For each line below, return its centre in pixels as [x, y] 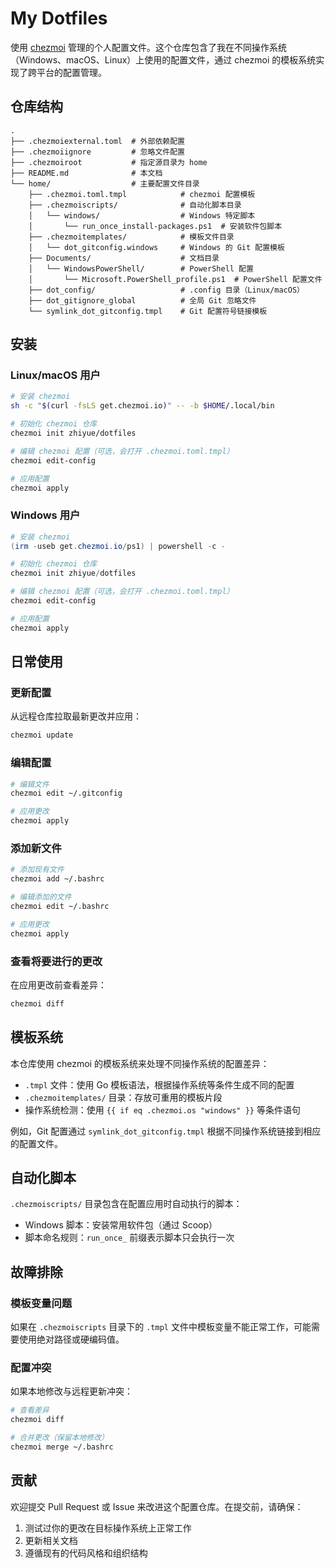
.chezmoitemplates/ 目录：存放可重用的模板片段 [123, 1097]
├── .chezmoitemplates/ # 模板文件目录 [131, 237]
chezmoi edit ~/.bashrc [60, 907]
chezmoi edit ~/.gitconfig [66, 793]
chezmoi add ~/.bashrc [57, 879]
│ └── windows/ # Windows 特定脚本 [142, 215]
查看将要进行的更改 [56, 961]
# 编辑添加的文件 [41, 897]
